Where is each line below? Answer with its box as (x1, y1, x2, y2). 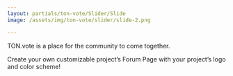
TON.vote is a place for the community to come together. (7, 41, 170, 50)
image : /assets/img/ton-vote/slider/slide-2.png (7, 17, 151, 23)
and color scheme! (7, 62, 61, 70)
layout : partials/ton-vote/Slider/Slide (7, 10, 127, 17)
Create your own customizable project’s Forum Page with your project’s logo (7, 55, 226, 63)
